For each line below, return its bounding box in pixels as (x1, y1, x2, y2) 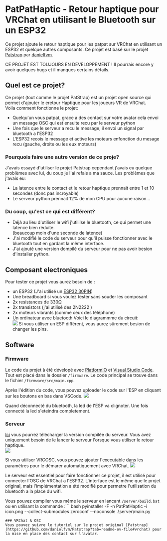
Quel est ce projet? (5, 81, 65, 90)
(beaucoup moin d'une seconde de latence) (12, 230, 103, 236)
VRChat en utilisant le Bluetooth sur (5, 14, 156, 25)
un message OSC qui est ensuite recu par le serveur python (12, 120, 136, 126)
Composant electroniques (5, 266, 88, 274)
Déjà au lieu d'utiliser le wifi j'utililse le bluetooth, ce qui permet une (12, 219, 151, 225)
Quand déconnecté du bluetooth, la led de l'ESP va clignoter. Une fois (5, 403, 149, 408)
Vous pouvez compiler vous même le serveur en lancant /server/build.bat (5, 498, 160, 504)
